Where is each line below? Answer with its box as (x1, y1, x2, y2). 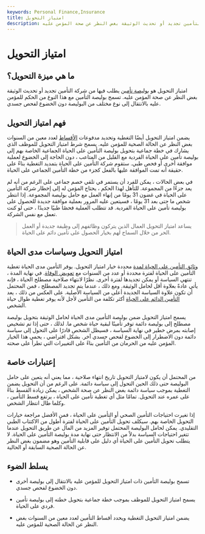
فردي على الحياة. (15, 502, 55, 510)
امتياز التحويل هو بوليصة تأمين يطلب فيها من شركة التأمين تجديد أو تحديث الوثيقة (7, 87, 188, 95)
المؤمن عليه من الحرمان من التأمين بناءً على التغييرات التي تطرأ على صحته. (7, 339, 176, 347)
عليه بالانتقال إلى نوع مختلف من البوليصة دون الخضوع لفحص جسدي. (7, 100, 161, 107)
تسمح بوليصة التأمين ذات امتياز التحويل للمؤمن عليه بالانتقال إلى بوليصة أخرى (15, 477, 190, 485)
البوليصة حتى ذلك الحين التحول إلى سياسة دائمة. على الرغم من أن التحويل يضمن (7, 380, 189, 387)
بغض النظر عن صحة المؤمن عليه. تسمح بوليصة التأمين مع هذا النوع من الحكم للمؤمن (7, 93, 198, 101)
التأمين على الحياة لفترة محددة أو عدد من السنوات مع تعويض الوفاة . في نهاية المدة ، (7, 269, 196, 276)
